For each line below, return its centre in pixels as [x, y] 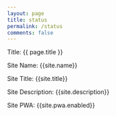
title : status [27, 20]
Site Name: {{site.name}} [42, 65]
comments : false [30, 33]
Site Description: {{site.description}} [58, 92]
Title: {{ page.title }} [35, 52]
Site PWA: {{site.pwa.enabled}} [51, 105]
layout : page [26, 13]
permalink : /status [35, 26]
